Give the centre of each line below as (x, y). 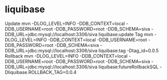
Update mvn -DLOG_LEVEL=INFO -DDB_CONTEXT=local (65, 23)
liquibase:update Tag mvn (126, 34)
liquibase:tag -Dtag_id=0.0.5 (128, 50)
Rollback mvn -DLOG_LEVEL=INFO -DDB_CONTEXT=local (66, 56)
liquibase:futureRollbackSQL (128, 67)
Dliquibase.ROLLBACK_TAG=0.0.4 (41, 72)
